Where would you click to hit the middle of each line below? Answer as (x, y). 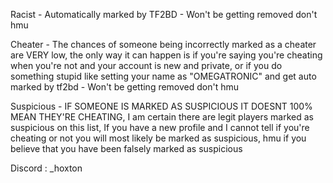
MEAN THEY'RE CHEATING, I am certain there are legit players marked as (162, 117)
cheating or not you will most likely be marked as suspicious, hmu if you (158, 138)
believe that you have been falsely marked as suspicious (126, 148)
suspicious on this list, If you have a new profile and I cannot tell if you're (160, 127)
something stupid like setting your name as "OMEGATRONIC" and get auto (163, 76)
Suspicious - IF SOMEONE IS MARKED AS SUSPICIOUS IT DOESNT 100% (161, 106)
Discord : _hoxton (46, 168)
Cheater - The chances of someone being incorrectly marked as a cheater (163, 44)
